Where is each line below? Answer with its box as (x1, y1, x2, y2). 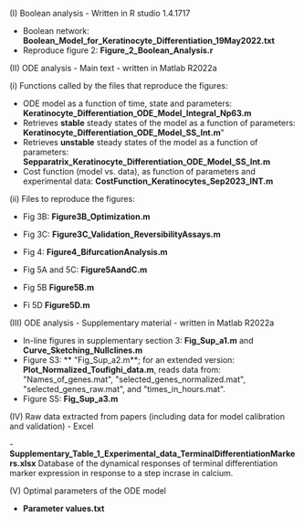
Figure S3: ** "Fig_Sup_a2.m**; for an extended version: (22, 355, 236, 365)
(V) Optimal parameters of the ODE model (9, 485, 167, 496)
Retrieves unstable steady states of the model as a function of (22, 137, 258, 147)
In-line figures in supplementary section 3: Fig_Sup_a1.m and (22, 335, 254, 346)
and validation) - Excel (9, 420, 94, 431)
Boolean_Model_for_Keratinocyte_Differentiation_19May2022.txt (22, 36, 276, 46)
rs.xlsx (9, 458, 37, 469)
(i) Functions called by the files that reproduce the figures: (9, 80, 228, 90)
